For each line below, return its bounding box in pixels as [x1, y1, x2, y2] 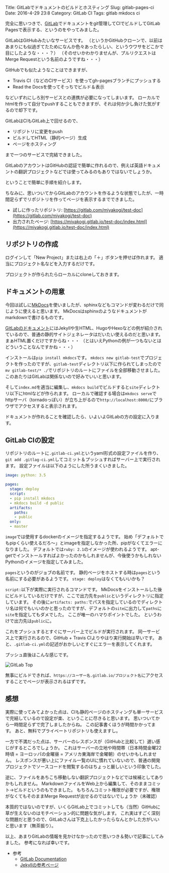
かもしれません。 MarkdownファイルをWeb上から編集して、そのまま [5, 781, 148, 787]
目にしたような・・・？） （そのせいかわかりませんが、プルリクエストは [5, 50, 156, 56]
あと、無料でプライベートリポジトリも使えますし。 [15, 728, 121, 734]
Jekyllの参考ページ [20, 861, 59, 868]
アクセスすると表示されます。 [18, 403, 79, 409]
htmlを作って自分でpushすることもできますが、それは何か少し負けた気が [5, 101, 156, 107]
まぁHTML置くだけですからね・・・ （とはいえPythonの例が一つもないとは [5, 337, 162, 343]
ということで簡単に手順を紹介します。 [5, 179, 84, 185]
